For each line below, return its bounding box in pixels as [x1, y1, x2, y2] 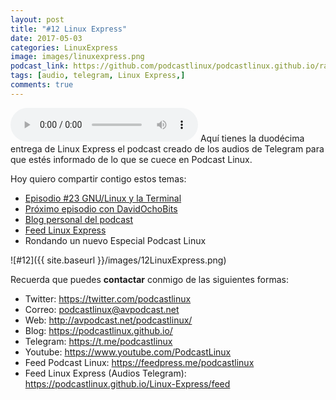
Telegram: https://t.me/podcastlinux [24, 335, 173, 347]
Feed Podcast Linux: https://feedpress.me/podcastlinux [24, 356, 255, 368]
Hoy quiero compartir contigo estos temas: [10, 172, 187, 185]
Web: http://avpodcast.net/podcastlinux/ [24, 314, 193, 326]
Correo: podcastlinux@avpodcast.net [24, 303, 180, 315]
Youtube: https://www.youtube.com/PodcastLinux [24, 346, 232, 358]
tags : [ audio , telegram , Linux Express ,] [10, 71, 186, 81]
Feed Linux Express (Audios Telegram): [24, 367, 187, 379]
